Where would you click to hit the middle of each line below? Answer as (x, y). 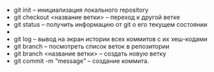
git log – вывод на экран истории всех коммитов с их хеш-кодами (110, 39)
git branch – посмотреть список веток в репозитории (92, 46)
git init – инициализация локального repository (81, 10)
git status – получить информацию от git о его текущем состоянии (110, 24)
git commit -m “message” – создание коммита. (81, 61)
